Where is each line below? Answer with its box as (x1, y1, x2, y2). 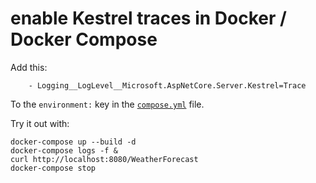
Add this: (10, 61, 48, 73)
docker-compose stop (10, 163, 97, 173)
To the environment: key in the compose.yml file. (10, 98, 205, 110)
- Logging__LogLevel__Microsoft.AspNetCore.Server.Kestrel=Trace (28, 80, 307, 91)
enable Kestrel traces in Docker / (10, 7, 287, 30)
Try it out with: (10, 117, 70, 129)
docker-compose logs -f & (10, 145, 118, 156)
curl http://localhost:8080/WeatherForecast (10, 154, 199, 164)
